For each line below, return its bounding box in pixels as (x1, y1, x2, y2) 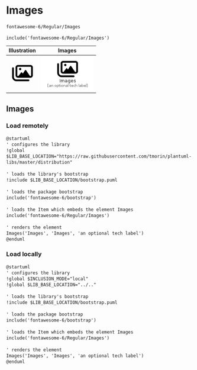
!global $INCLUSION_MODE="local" (6, 276, 89, 282)
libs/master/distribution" (6, 159, 73, 165)
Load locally (6, 250, 42, 258)
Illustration (8, 47, 37, 54)
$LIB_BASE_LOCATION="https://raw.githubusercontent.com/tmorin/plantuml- (6, 153, 192, 159)
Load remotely (6, 121, 49, 130)
